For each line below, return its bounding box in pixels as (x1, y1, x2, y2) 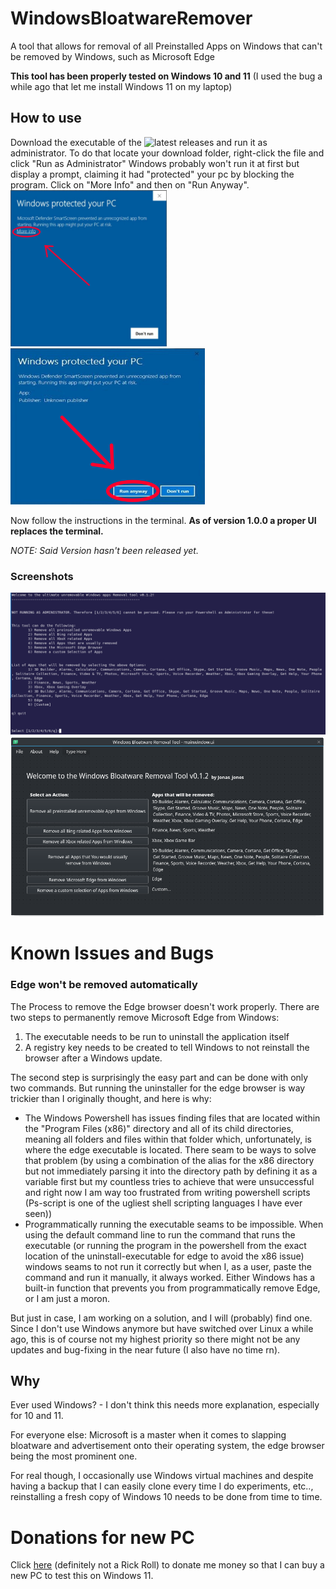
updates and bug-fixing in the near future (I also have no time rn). (10, 1343, 281, 1356)
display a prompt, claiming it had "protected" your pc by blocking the (10, 168, 295, 180)
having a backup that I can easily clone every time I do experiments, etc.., (10, 1480, 314, 1492)
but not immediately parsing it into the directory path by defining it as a (24, 1165, 318, 1177)
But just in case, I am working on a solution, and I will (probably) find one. (10, 1312, 313, 1324)
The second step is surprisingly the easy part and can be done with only (10, 1071, 309, 1083)
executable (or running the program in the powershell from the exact (24, 1239, 307, 1251)
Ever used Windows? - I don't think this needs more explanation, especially (10, 1399, 320, 1411)
